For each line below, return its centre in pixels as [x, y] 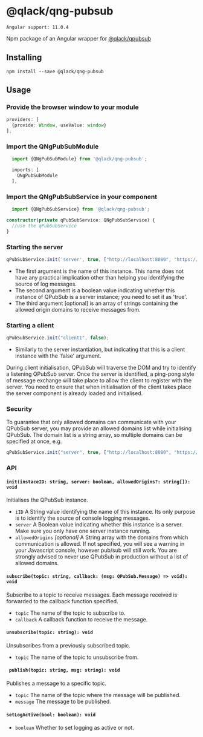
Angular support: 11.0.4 [37, 27]
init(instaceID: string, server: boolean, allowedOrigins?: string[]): [98, 482]
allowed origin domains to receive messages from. [78, 309]
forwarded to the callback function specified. [63, 601]
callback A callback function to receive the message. [81, 619]
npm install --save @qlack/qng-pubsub [55, 71]
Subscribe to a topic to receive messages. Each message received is [92, 595]
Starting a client [30, 325]
